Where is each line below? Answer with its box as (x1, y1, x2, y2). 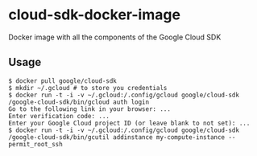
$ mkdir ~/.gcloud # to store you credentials (8, 84, 168, 92)
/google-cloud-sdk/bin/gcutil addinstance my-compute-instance (8, 133, 226, 142)
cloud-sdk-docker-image (8, 6, 181, 24)
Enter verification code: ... (8, 112, 110, 120)
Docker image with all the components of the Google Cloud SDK (8, 32, 222, 42)
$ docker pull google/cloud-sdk (8, 76, 117, 85)
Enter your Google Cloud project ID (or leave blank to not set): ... (8, 119, 251, 127)
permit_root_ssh (8, 140, 63, 148)
